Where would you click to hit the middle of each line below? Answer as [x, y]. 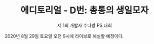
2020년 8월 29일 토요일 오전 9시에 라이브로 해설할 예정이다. [64, 36]
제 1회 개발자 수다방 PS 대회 [85, 25]
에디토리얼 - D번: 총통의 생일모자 [85, 10]
